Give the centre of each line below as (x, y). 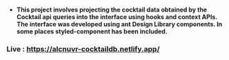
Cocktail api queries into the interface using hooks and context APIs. (117, 16)
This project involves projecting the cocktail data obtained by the (112, 10)
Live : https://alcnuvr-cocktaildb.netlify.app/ (83, 49)
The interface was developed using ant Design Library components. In (119, 24)
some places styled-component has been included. (92, 31)
